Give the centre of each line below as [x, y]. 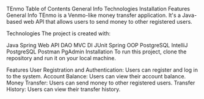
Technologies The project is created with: [59, 33]
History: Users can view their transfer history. [64, 89]
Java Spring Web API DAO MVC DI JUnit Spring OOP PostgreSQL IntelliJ [97, 45]
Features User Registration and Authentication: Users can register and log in [102, 70]
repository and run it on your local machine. [61, 58]
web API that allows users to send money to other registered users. [108, 22]
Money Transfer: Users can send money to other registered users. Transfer [101, 83]
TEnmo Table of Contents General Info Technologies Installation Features [98, 9]
